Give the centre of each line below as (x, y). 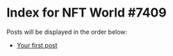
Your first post (37, 45)
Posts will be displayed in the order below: (67, 32)
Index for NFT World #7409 (87, 13)
